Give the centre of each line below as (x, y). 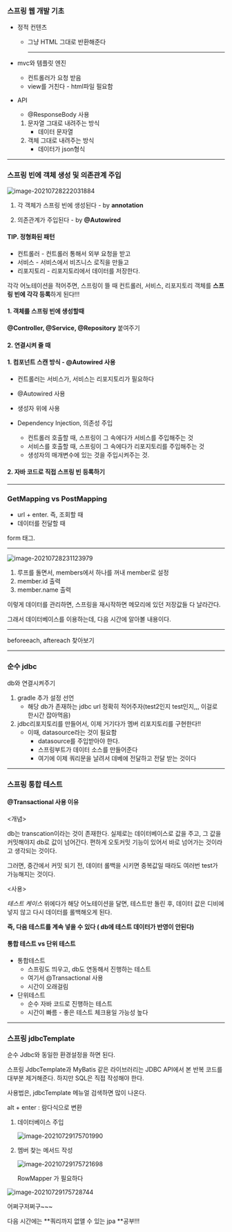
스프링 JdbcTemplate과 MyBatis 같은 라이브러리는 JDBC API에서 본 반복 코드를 (115, 1070)
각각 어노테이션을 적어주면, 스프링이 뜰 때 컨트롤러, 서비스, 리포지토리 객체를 (109, 286)
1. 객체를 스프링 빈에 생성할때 (46, 311)
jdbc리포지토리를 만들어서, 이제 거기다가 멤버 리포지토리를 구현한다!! (109, 723)
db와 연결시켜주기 (31, 683)
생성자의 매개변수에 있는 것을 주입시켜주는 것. (88, 455)
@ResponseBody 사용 (58, 115)
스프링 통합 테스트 (35, 784)
